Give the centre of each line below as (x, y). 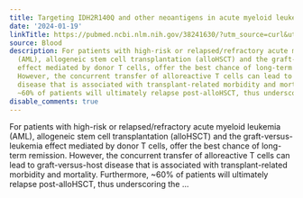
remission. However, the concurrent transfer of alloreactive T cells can (159, 156)
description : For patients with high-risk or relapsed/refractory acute (149, 51)
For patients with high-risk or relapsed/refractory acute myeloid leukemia (145, 127)
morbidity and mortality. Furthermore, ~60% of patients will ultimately (139, 175)
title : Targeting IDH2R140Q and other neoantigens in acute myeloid (141, 18)
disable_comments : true (54, 101)
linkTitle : (30, 34)
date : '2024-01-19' (46, 26)
